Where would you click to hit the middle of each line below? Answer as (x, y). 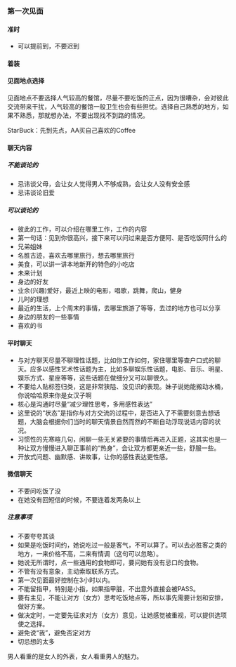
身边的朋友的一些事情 (48, 317)
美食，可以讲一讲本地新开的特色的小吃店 (76, 264)
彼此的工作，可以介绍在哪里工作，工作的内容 (82, 229)
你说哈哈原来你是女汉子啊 (54, 395)
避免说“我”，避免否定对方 (54, 633)
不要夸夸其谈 (36, 536)
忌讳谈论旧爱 (36, 193)
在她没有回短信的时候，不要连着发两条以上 (79, 499)
